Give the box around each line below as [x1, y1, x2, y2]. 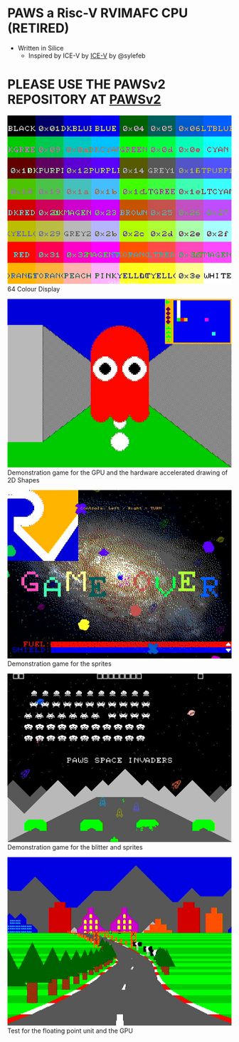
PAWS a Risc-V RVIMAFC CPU [7, 5, 188, 21]
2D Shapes [7, 475, 40, 484]
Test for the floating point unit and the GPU [7, 1026, 134, 1035]
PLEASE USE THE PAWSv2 [7, 76, 166, 93]
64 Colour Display [7, 284, 60, 293]
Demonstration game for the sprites [7, 659, 112, 668]
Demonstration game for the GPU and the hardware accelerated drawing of [7, 468, 228, 477]
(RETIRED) [7, 20, 70, 36]
